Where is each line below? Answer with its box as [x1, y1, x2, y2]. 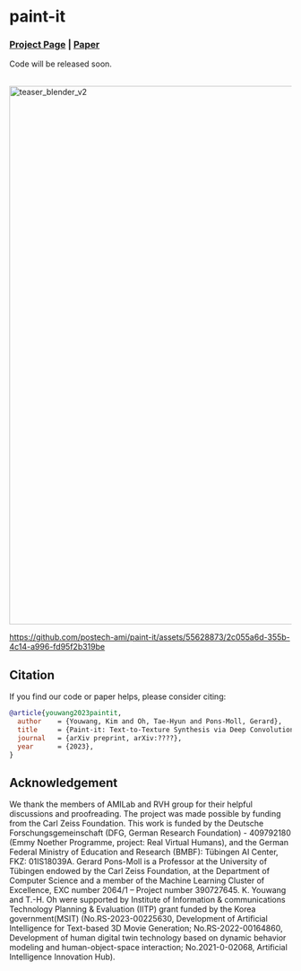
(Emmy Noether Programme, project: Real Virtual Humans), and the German [9, 837, 289, 848]
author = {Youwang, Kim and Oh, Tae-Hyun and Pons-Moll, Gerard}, [17, 717, 282, 726]
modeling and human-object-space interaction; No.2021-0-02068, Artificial [9, 942, 288, 953]
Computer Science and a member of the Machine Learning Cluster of [9, 875, 265, 886]
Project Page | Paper [9, 39, 100, 51]
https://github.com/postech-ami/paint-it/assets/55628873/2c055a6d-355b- [9, 632, 291, 643]
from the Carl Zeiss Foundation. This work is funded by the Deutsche [9, 818, 264, 829]
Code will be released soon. [9, 58, 112, 69]
